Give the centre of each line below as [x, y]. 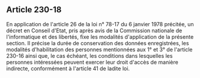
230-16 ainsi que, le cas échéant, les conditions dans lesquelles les [89, 55]
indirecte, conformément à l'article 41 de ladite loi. [68, 68]
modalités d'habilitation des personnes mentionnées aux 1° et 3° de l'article [99, 49]
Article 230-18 [34, 10]
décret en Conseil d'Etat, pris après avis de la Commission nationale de [94, 30]
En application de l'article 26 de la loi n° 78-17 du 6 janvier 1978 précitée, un [100, 24]
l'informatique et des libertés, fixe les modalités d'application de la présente [100, 37]
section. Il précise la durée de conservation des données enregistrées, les [98, 43]
